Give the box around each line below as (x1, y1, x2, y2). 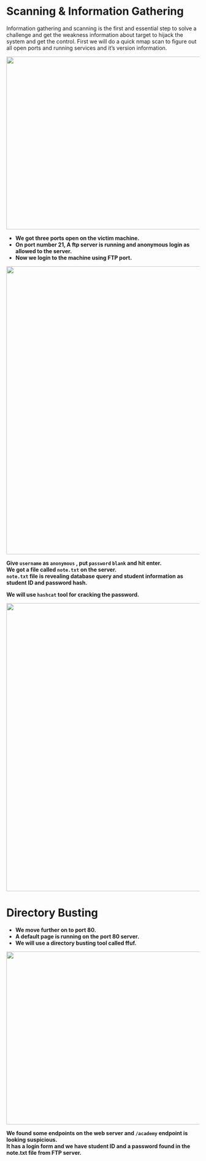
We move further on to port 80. (15, 926, 96, 934)
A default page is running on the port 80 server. (15, 932, 140, 940)
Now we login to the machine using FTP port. (15, 254, 132, 261)
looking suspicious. (6, 1136, 58, 1143)
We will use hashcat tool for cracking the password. (6, 591, 140, 598)
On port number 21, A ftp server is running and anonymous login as (15, 241, 190, 248)
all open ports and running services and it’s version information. (6, 44, 167, 52)
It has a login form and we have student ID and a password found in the (6, 1142, 191, 1150)
